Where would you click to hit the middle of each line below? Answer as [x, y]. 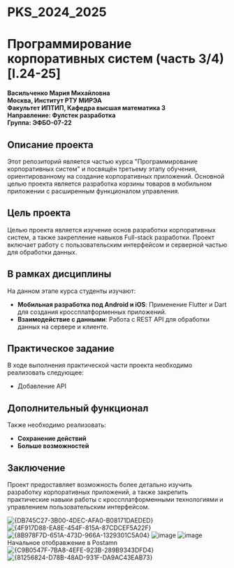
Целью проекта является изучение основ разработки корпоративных [112, 230]
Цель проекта [39, 213]
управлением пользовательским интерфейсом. [79, 507]
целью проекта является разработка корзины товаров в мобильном [109, 184]
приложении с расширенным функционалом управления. [94, 191]
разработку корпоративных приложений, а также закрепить [98, 492]
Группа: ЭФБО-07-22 [39, 123]
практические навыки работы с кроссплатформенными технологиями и [115, 499]
